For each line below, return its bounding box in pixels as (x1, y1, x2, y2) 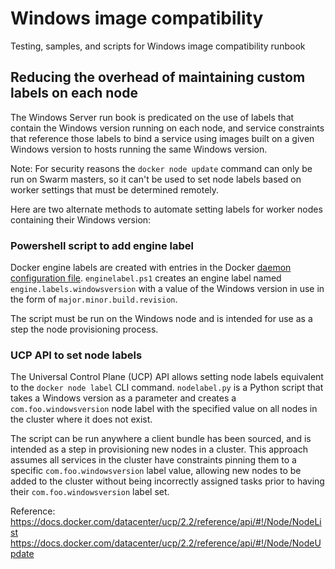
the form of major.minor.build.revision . (10, 293, 178, 306)
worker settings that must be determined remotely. (10, 183, 220, 196)
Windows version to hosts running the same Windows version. (10, 143, 268, 155)
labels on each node (10, 85, 138, 102)
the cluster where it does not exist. (10, 413, 153, 426)
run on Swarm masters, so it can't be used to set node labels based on (10, 173, 302, 185)
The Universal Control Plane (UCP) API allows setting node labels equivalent (10, 371, 324, 383)
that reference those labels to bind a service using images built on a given (10, 132, 315, 144)
